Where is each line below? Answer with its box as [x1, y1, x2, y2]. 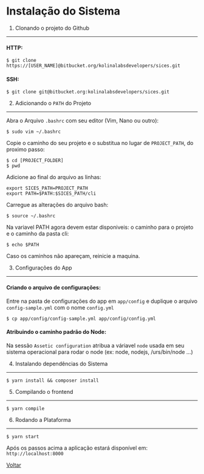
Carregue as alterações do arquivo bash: [6, 201, 109, 209]
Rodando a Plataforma [15, 416, 71, 423]
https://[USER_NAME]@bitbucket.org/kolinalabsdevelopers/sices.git [6, 63, 181, 69]
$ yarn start [6, 433, 39, 439]
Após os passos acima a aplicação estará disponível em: [6, 444, 148, 452]
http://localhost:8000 [6, 450, 64, 456]
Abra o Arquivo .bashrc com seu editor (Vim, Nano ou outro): [6, 117, 159, 124]
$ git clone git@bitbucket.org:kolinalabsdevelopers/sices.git [6, 89, 170, 95]
